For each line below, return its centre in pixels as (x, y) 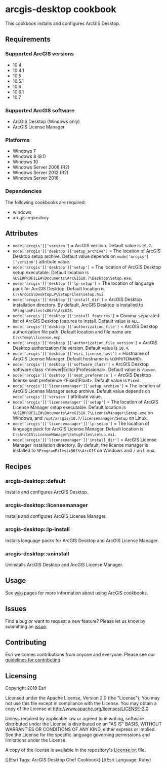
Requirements (28, 39)
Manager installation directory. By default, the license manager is (80, 445)
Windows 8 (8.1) (29, 156)
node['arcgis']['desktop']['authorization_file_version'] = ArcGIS (85, 343)
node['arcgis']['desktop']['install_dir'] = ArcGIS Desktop (77, 299)
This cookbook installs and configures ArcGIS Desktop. (63, 23)
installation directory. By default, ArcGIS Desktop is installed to (78, 305)
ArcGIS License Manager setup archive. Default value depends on (81, 391)
